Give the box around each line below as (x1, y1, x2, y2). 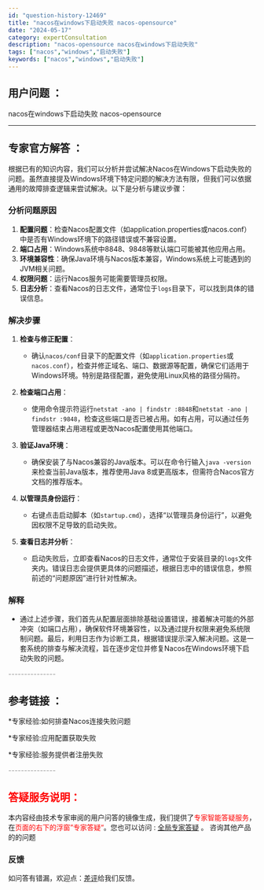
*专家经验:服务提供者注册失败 (8, 750, 104, 759)
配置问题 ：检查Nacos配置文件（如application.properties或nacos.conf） (19, 224, 251, 234)
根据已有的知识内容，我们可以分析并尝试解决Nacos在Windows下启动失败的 (8, 164, 252, 173)
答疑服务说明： (8, 790, 81, 803)
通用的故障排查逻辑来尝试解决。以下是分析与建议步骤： (8, 183, 187, 193)
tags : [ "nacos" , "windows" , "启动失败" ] (8, 48, 131, 56)
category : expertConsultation (8, 33, 108, 42)
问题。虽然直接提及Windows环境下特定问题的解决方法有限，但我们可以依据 (8, 174, 252, 183)
